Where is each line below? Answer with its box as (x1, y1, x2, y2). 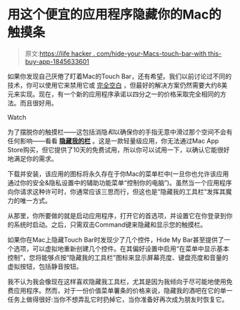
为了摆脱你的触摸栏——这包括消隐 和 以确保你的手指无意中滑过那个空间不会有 (7, 128, 233, 136)
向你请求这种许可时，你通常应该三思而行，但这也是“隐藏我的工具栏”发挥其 (7, 187, 226, 196)
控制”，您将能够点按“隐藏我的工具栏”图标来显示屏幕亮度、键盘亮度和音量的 (7, 253, 229, 262)
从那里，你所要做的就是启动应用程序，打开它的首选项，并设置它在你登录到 (7, 211, 226, 219)
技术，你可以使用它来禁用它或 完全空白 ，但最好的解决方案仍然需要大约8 (7, 81, 221, 89)
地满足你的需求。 (7, 154, 58, 162)
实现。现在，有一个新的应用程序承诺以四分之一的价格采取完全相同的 (19, 90, 220, 98)
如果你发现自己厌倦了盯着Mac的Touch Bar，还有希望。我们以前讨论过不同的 (7, 72, 232, 81)
